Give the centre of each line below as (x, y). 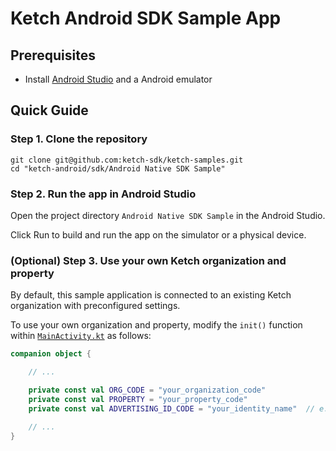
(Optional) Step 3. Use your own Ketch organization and (148, 260)
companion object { (51, 354)
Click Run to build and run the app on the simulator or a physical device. (158, 234)
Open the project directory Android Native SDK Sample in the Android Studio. (168, 215)
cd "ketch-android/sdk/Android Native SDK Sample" (118, 168)
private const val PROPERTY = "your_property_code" (138, 399)
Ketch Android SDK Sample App (146, 18)
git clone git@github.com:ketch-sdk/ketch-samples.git (127, 160)
